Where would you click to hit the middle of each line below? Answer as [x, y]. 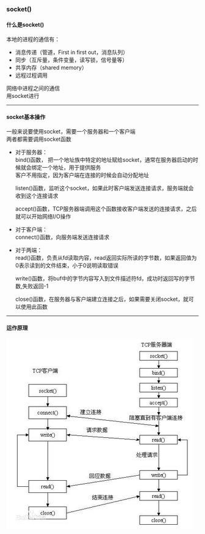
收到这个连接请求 [37, 196]
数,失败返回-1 [32, 286]
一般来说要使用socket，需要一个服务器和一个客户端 [71, 132]
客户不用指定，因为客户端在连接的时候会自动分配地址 [82, 175]
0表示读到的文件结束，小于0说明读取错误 [67, 266]
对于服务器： [31, 152]
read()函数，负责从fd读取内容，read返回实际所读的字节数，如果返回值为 [106, 258]
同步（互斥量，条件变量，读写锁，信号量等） [71, 60]
